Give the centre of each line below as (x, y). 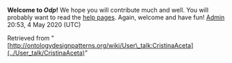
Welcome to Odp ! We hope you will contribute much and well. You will (108, 10)
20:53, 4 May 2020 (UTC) (44, 25)
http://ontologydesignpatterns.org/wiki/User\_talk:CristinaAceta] (101, 45)
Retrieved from (28, 38)
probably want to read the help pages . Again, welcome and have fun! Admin (116, 17)
